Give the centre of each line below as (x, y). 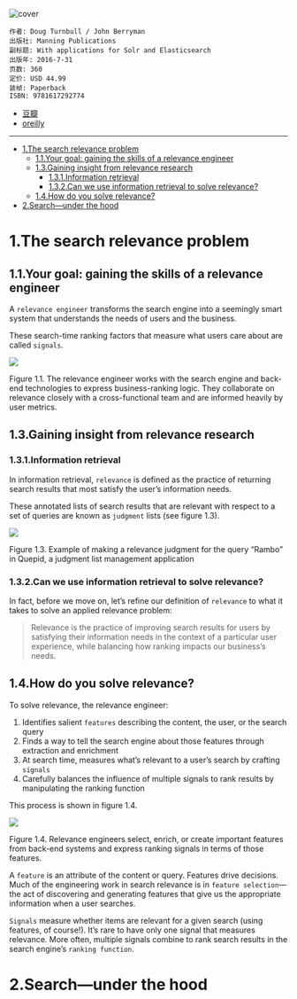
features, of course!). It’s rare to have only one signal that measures (133, 930)
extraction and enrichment (70, 750)
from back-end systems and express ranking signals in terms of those (137, 848)
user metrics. (33, 407)
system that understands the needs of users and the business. (123, 318)
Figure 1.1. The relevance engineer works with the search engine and (134, 379)
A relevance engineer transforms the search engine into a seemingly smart (146, 309)
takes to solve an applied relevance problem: (91, 610)
